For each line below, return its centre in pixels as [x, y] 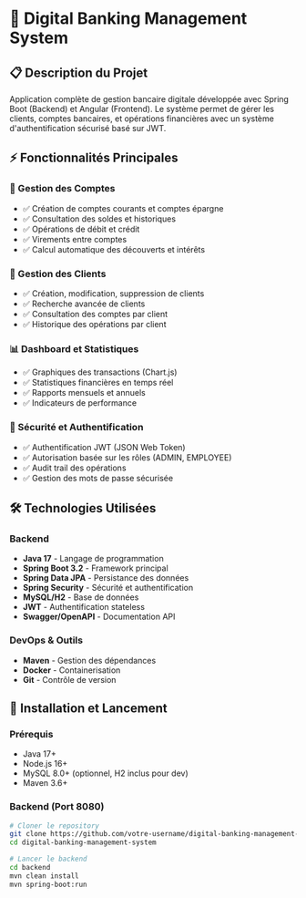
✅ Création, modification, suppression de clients [113, 293]
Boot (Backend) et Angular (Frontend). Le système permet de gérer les [142, 109]
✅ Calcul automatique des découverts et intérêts [114, 249]
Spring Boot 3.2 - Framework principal [95, 568]
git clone [28, 834]
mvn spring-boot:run [49, 884]
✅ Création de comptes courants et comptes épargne [123, 208]
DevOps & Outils [46, 640]
